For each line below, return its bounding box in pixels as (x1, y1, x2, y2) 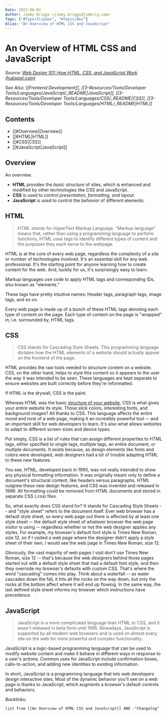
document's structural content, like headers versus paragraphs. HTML (5, 477, 150, 484)
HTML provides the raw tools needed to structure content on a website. (5, 364, 152, 370)
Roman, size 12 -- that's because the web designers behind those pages (5, 555, 154, 561)
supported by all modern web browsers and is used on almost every (17, 630, 158, 636)
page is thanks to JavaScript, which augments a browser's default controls (5, 682, 159, 688)
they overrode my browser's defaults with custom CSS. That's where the (5, 565, 155, 571)
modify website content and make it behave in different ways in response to (5, 651, 161, 657)
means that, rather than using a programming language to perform (17, 230, 154, 236)
